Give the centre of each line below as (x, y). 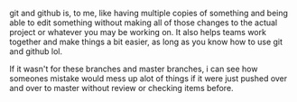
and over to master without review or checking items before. (121, 88)
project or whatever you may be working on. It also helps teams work (138, 32)
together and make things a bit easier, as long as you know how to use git (146, 42)
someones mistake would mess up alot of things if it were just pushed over (148, 79)
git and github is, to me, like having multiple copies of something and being (149, 13)
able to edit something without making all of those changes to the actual (144, 23)
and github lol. (36, 51)
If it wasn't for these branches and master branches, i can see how (134, 69)
